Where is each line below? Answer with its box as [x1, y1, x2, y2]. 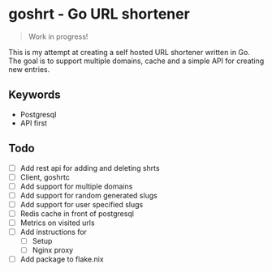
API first [19, 118, 47, 128]
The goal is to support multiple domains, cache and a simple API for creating [8, 56, 265, 66]
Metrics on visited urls [19, 218, 95, 227]
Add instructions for [19, 227, 88, 236]
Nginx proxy [32, 245, 74, 255]
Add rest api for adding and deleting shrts [19, 163, 160, 172]
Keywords [8, 88, 61, 102]
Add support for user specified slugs [19, 199, 144, 209]
